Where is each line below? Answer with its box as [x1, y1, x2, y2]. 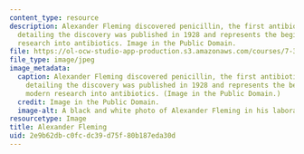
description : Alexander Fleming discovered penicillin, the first [9, 22, 265, 31]
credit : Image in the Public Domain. [17, 97, 160, 107]
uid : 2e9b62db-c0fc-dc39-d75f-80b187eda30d [9, 131, 176, 140]
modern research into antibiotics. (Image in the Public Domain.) [25, 89, 281, 98]
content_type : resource [9, 13, 100, 23]
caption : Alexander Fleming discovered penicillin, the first [17, 72, 257, 82]
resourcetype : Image [9, 114, 88, 123]
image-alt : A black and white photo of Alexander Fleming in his [17, 106, 270, 115]
